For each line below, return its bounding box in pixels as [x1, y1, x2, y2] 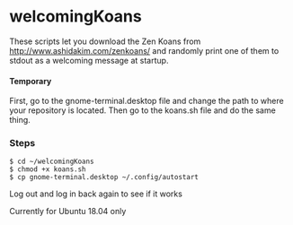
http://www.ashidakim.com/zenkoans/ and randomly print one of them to [9, 45, 280, 56]
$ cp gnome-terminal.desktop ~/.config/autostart [9, 173, 200, 182]
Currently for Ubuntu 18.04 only [9, 206, 127, 217]
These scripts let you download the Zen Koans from [9, 36, 201, 47]
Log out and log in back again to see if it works [9, 188, 182, 199]
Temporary [9, 75, 52, 86]
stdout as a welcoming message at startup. [9, 55, 169, 65]
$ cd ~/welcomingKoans [9, 157, 94, 167]
